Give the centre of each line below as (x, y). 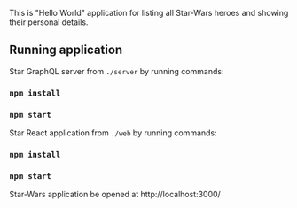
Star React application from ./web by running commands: (113, 133)
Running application (66, 50)
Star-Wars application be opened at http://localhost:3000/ (115, 195)
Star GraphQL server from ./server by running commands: (117, 71)
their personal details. (49, 22)
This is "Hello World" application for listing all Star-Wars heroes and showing (149, 13)
